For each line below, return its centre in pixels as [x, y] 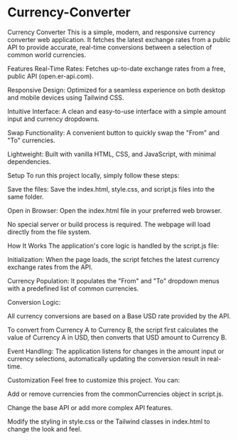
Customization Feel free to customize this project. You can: [93, 380]
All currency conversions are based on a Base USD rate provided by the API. [119, 316]
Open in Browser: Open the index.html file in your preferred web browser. [115, 210]
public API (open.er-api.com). [50, 76]
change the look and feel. [45, 429]
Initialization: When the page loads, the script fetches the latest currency [114, 259]
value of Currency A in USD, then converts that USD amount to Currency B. [117, 337]
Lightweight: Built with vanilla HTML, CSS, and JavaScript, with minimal [112, 154]
